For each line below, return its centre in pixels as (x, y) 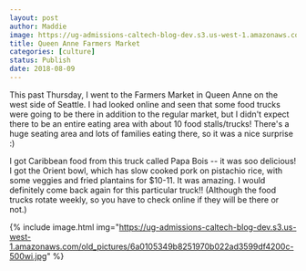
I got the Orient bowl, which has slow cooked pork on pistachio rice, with (146, 171)
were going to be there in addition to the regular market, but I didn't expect (149, 114)
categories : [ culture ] (52, 52)
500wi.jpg (28, 255)
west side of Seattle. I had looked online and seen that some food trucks (145, 104)
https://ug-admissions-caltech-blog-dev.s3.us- (208, 227)
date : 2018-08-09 (42, 69)
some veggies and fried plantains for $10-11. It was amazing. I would (138, 180)
